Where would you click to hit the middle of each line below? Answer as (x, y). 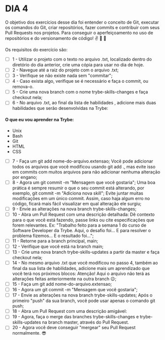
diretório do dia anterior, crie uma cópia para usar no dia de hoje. (78, 65)
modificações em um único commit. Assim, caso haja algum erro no (81, 198)
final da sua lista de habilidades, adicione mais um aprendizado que (81, 269)
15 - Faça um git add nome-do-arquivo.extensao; (62, 284)
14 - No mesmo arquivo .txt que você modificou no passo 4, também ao (85, 263)
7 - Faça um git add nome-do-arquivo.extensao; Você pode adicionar (83, 161)
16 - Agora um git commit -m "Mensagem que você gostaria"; (75, 290)
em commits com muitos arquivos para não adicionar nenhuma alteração (86, 172)
